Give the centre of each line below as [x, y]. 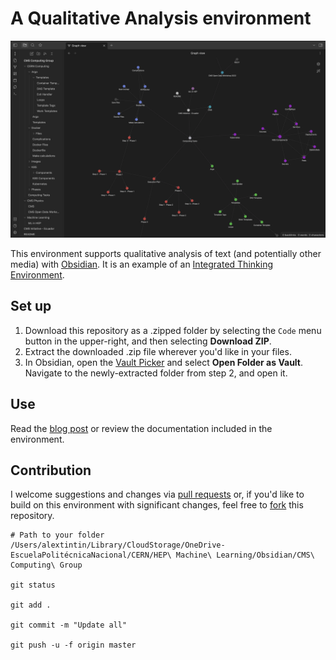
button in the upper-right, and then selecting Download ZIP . [148, 341]
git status [33, 585]
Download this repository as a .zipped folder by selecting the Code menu [173, 330]
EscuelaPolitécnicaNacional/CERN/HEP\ [91, 555]
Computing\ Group [46, 565]
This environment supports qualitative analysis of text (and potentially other [166, 253]
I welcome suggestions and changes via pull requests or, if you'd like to [157, 494]
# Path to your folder [57, 535]
